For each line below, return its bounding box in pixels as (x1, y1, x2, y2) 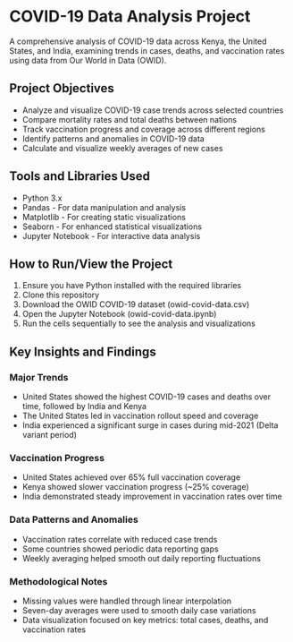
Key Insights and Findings (9, 344, 156, 359)
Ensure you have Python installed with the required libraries (21, 280, 242, 291)
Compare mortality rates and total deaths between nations (21, 114, 238, 124)
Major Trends (9, 371, 69, 383)
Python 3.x (21, 193, 63, 203)
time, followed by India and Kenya (21, 401, 147, 412)
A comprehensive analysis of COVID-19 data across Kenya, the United (9, 36, 267, 47)
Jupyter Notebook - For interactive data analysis (21, 230, 201, 241)
